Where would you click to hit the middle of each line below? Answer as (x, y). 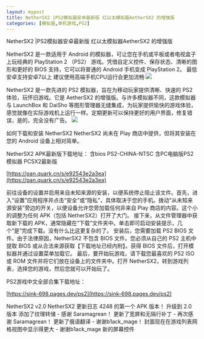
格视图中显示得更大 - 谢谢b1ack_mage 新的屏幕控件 (70, 329)
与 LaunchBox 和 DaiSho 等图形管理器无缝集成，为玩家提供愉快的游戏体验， (101, 105)
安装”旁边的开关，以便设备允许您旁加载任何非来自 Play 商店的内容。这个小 (104, 208)
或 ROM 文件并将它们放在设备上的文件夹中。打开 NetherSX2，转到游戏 (95, 261)
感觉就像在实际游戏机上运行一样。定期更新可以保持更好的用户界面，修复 (97, 113)
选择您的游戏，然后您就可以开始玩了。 (65, 269)
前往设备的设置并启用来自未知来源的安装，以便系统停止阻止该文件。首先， (99, 193)
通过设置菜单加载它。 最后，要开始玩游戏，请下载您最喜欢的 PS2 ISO (108, 254)
